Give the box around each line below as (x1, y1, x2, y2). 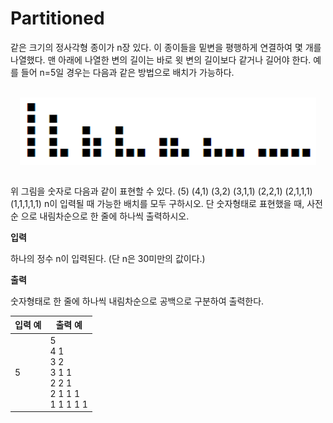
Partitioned (10, 7, 105, 30)
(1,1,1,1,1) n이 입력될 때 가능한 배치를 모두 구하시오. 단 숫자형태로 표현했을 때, (10, 197, 305, 209)
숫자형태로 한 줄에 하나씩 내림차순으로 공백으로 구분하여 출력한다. (10, 295, 265, 307)
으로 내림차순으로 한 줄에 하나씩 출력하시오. (20, 210, 190, 222)
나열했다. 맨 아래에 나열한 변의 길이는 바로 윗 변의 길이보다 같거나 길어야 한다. (10, 53, 312, 66)
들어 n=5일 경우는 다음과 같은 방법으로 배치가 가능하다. (20, 66, 235, 78)
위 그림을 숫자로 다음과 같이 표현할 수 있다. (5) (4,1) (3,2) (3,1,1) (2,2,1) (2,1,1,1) (10, 185, 313, 197)
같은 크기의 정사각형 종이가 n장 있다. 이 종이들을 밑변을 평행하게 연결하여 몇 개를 (10, 41, 322, 53)
